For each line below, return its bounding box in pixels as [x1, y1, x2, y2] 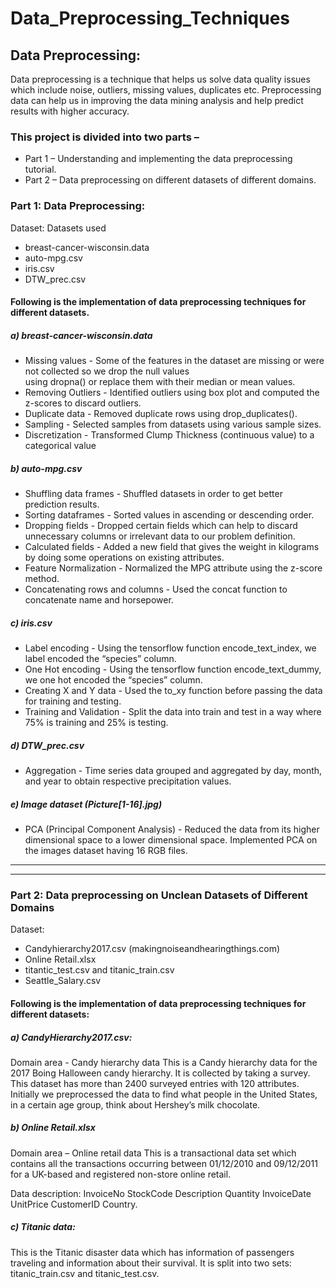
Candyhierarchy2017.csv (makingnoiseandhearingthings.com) [24, 943, 281, 955]
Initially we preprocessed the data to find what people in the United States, [10, 1088, 318, 1100]
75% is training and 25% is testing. [24, 717, 169, 729]
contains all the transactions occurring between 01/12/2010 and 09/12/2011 [10, 1157, 318, 1169]
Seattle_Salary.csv [24, 975, 102, 987]
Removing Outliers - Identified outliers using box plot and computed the [24, 387, 320, 399]
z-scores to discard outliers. [24, 397, 142, 409]
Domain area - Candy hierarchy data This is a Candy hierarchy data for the [10, 1056, 318, 1068]
